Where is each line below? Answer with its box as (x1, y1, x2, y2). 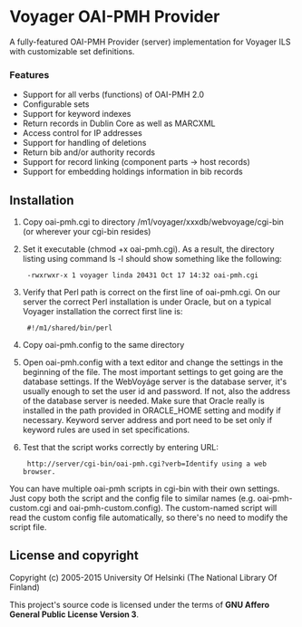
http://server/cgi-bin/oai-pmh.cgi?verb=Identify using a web (26, 459, 268, 468)
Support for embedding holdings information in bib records (22, 166, 243, 178)
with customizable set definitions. (9, 45, 135, 56)
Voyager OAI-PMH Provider (9, 6, 220, 27)
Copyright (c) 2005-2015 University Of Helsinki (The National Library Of (9, 572, 278, 583)
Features (9, 68, 50, 81)
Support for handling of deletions (22, 138, 147, 149)
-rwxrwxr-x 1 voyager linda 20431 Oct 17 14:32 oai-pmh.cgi (26, 271, 259, 280)
